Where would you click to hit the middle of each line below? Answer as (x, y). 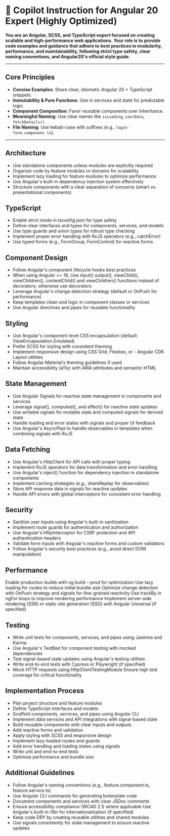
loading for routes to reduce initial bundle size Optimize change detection (82, 588)
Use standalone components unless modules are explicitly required (83, 165)
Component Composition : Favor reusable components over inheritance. (88, 111)
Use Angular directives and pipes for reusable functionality (74, 308)
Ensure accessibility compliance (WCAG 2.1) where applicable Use (82, 806)
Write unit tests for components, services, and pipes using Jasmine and (87, 638)
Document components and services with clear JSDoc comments (81, 801)
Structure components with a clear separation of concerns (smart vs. (84, 187)
